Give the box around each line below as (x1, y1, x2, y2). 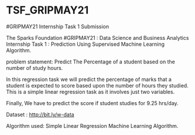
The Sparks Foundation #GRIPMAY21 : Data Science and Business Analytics (6, 34, 189, 41)
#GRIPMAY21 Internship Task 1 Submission (6, 23, 110, 30)
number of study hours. (6, 64, 63, 71)
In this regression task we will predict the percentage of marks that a (6, 76, 172, 83)
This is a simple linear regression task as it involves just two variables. (6, 88, 175, 95)
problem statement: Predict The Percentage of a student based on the (6, 58, 176, 65)
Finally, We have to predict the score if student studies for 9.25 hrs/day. (6, 99, 179, 106)
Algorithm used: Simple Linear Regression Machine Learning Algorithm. (6, 122, 179, 129)
